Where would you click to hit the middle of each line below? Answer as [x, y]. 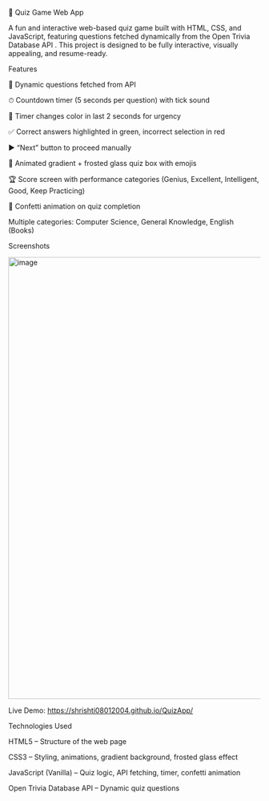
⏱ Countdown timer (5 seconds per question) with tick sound [109, 100]
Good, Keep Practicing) [47, 191]
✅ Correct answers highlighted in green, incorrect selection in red [117, 131]
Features [23, 69]
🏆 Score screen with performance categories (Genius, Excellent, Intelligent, [134, 179]
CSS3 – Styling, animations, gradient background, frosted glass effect [123, 757]
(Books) [21, 230]
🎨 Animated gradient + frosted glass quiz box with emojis [102, 163]
